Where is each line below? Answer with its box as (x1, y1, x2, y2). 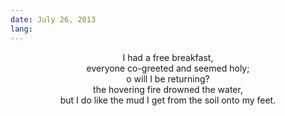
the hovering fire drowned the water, (93, 83, 243, 95)
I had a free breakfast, (122, 51, 214, 63)
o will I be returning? (126, 72, 210, 85)
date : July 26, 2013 (10, 14, 97, 25)
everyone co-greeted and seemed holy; (86, 62, 250, 74)
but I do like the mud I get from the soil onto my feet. (59, 94, 277, 106)
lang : (10, 24, 33, 34)
